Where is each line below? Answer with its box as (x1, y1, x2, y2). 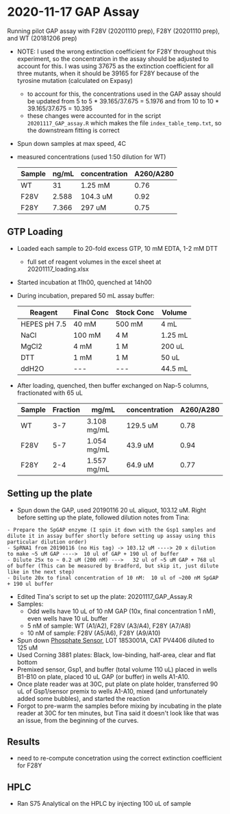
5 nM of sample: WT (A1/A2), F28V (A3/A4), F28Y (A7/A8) (27, 621, 192, 630)
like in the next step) (7, 568, 75, 576)
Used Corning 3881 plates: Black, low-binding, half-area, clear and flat (16, 650, 216, 658)
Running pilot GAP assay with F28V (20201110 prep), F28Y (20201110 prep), (7, 27, 220, 35)
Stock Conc (115, 308, 155, 317)
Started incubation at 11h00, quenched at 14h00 (16, 278, 152, 286)
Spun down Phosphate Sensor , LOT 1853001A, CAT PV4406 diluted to (16, 636, 214, 644)
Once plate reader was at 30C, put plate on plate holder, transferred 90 (16, 680, 218, 688)
